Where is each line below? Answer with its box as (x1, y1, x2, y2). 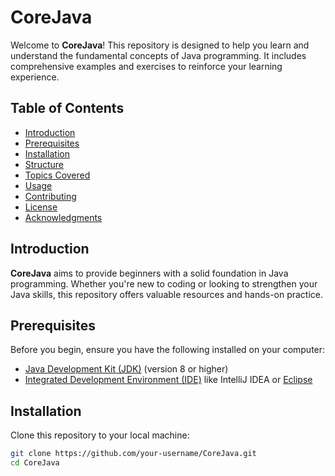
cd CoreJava (10, 458, 60, 468)
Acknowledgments (24, 211, 103, 223)
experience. (10, 71, 60, 83)
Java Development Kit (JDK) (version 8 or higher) (24, 363, 229, 375)
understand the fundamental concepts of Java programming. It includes (10, 49, 307, 61)
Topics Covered (24, 169, 91, 181)
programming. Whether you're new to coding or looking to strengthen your (10, 277, 318, 290)
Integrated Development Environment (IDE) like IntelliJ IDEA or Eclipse (24, 374, 313, 386)
